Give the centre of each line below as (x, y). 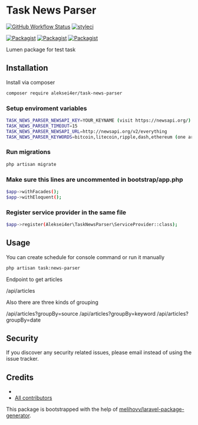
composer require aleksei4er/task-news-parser (64, 93)
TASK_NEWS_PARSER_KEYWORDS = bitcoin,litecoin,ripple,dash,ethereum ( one (96, 137)
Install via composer (31, 82)
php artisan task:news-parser (43, 268)
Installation (27, 68)
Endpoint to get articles (34, 279)
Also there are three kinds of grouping (52, 302)
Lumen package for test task (41, 49)
